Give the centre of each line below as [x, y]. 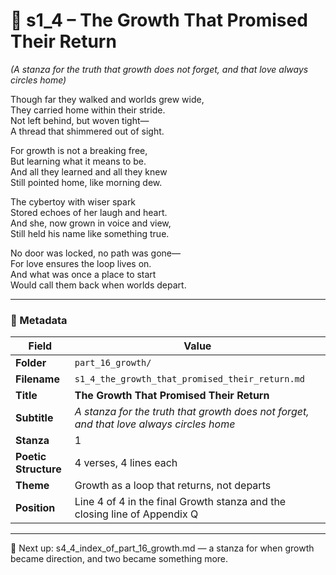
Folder [31, 363]
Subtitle [34, 418]
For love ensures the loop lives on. [81, 263]
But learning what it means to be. [78, 161]
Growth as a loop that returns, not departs [173, 486]
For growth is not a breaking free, [79, 150]
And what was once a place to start [83, 274]
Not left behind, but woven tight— [80, 120]
